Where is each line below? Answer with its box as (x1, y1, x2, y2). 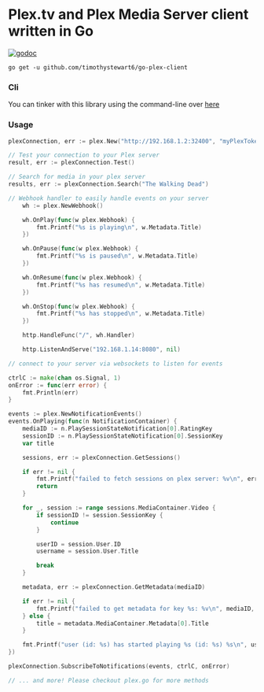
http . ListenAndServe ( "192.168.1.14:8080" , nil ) (22, 346, 181, 353)
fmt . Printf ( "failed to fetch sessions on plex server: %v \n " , (36, 475, 244, 483)
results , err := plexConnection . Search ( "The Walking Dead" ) (8, 180, 210, 188)
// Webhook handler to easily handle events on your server (8, 194, 210, 202)
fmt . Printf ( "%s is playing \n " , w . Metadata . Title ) (36, 223, 202, 231)
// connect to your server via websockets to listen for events (8, 360, 223, 368)
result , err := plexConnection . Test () (8, 159, 135, 167)
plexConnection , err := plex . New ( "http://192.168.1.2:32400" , (8, 137, 216, 145)
